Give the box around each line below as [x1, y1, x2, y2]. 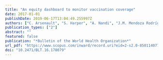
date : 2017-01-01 [5, 12, 40, 16]
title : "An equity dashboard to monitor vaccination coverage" [5, 7, 136, 12]
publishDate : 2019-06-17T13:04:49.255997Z [5, 16, 92, 21]
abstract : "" [5, 30, 32, 34]
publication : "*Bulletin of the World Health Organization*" [5, 39, 131, 44]
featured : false [5, 34, 38, 39]
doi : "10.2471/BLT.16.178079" [5, 47, 66, 52]
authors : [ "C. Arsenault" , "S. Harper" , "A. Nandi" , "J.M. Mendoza [5, 20, 145, 26]
